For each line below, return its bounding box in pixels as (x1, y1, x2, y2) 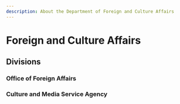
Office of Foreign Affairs (6, 74, 77, 82)
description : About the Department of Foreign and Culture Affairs (6, 8, 175, 15)
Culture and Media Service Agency (6, 90, 108, 98)
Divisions (6, 57, 41, 67)
